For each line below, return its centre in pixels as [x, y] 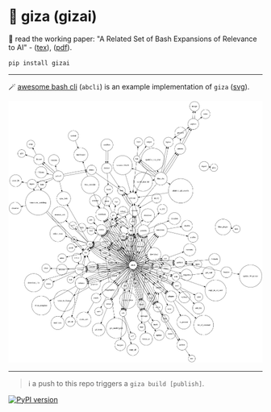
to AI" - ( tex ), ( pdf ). [40, 47]
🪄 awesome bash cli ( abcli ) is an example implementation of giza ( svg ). [129, 86]
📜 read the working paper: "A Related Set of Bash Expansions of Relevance [133, 39]
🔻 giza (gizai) [53, 17]
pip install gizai [39, 63]
